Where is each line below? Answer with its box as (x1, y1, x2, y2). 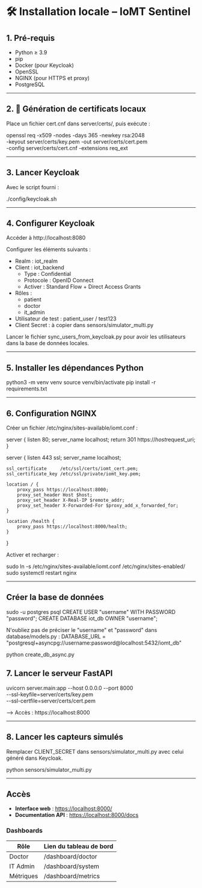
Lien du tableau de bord (44, 842, 114, 850)
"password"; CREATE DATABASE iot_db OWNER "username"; (6, 614, 158, 622)
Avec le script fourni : (6, 183, 59, 190)
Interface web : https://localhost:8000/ (14, 805, 112, 812)
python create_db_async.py (6, 651, 75, 658)
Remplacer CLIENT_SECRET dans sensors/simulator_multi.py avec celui (6, 748, 184, 755)
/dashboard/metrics (44, 872, 100, 880)
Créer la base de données (6, 592, 104, 602)
